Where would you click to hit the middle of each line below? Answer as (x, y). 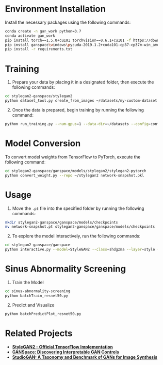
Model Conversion (43, 143)
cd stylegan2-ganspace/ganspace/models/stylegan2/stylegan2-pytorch (76, 171)
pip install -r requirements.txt (39, 49)
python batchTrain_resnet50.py (37, 296)
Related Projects (39, 333)
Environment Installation (55, 9)
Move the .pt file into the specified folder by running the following (78, 208)
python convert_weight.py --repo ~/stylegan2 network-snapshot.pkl (75, 175)
